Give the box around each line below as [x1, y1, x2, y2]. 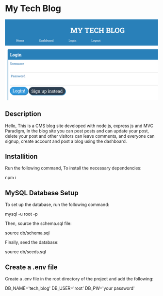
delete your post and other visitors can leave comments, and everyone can [5, 133, 155, 139]
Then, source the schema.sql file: [5, 221, 72, 226]
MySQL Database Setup [5, 188, 79, 197]
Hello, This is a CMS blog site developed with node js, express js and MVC [5, 123, 154, 129]
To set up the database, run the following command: [5, 202, 110, 207]
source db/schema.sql [5, 230, 50, 236]
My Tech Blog [5, 3, 62, 14]
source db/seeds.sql [5, 249, 46, 255]
